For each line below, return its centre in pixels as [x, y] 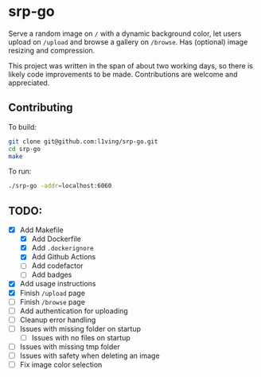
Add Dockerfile [56, 239]
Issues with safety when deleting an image [90, 356]
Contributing [41, 108]
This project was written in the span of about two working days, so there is [130, 65]
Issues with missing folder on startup [80, 328]
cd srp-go [25, 149]
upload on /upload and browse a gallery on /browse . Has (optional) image [128, 41]
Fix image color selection [61, 365]
